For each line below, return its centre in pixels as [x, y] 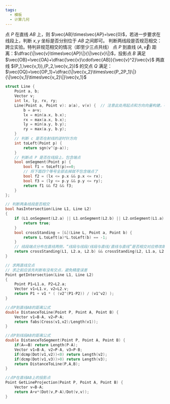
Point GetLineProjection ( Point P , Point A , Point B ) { [64, 383]
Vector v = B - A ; [29, 387]
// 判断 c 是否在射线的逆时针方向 [46, 139]
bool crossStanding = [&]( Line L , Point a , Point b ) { [73, 232]
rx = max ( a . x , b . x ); [45, 120]
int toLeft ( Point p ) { [38, 143]
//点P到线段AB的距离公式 [28, 335]
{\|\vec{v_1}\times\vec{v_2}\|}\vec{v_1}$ [46, 77]
